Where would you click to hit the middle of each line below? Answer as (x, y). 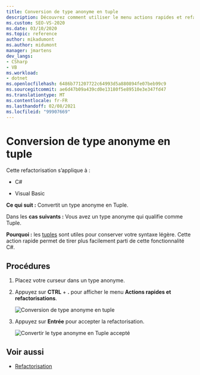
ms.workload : (22, 73)
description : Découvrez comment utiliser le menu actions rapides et (94, 17)
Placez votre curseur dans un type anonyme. (70, 281)
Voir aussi (25, 352)
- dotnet (17, 78)
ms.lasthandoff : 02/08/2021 (41, 106)
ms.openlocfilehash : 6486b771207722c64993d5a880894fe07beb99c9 (86, 84)
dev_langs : (20, 56)
